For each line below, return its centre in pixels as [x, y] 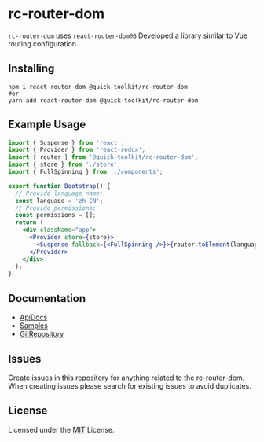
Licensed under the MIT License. [61, 429]
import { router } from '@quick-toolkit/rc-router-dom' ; [103, 157]
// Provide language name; [59, 193]
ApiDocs [33, 317]
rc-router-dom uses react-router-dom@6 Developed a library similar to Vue [128, 35]
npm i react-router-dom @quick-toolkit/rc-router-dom [98, 87]
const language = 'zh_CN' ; [59, 201]
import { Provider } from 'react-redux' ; [77, 150]
